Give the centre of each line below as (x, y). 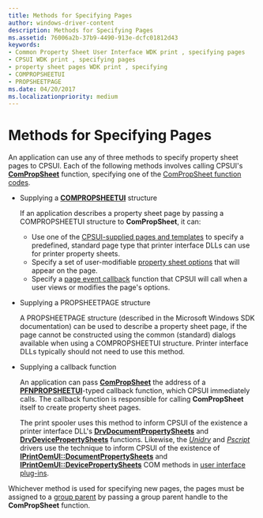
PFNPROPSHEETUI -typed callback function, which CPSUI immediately (135, 391)
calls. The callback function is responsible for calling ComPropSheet (131, 399)
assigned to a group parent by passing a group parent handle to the (118, 497)
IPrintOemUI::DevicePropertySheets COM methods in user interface (133, 465)
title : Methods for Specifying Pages (70, 15)
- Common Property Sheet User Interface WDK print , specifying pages (127, 52)
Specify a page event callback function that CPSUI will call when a (139, 279)
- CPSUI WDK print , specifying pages (72, 60)
